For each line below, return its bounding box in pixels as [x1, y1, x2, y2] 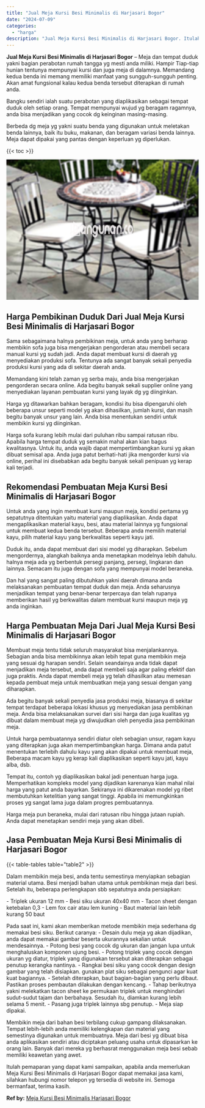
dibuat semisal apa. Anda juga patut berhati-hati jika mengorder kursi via [6, 451, 189, 458]
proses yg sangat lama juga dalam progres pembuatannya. [6, 799, 154, 806]
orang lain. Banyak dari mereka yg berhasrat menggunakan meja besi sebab [6, 1044, 198, 1052]
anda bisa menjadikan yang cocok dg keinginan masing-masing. [6, 111, 168, 118]
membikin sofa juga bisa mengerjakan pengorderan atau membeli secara [6, 344, 190, 351]
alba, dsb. [6, 761, 32, 768]
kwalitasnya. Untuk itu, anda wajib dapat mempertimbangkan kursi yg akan [6, 444, 195, 452]
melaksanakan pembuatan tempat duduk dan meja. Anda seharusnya [6, 583, 181, 590]
